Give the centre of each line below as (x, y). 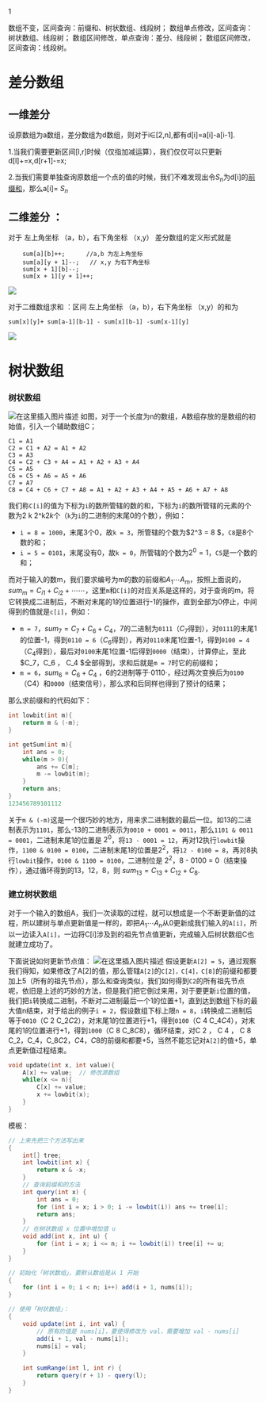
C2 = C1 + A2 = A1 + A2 (47, 448)
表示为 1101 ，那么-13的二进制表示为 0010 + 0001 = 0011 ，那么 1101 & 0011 (134, 829)
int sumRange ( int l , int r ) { (72, 1368)
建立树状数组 (33, 894)
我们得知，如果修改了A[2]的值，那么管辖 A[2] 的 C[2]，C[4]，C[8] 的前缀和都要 (133, 971)
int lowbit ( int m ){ (40, 716)
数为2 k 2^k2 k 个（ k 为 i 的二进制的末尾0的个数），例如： (97, 515)
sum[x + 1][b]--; (51, 270)
